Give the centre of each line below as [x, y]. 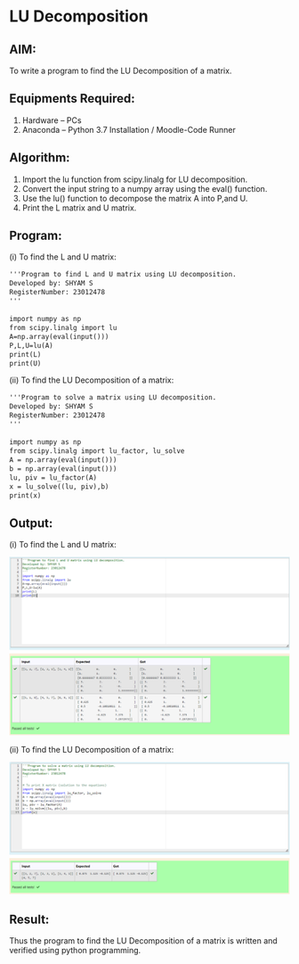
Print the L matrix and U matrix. [79, 208]
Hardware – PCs [52, 120]
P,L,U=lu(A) [31, 346]
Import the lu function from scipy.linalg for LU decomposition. [135, 179]
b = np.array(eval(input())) [63, 469]
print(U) [25, 364]
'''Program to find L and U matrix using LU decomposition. [123, 275]
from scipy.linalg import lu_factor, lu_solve [97, 451]
